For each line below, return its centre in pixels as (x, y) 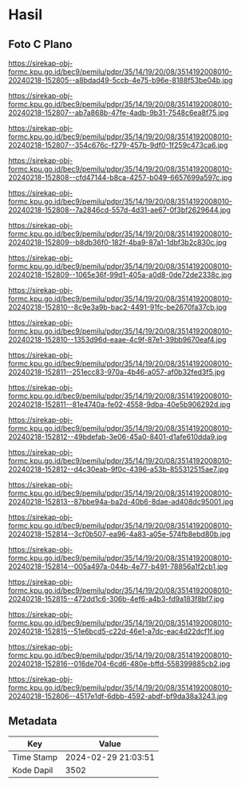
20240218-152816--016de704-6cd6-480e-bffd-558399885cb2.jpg (119, 664)
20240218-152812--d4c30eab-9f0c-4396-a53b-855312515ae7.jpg (119, 469)
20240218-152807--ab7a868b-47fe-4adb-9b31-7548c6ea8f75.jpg (119, 113)
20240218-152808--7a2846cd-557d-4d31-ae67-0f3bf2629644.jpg (120, 210)
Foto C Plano (40, 44)
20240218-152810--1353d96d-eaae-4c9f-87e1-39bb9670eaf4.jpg (117, 340)
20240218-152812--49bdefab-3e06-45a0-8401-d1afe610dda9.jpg (118, 437)
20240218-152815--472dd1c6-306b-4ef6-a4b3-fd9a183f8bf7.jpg (117, 599)
